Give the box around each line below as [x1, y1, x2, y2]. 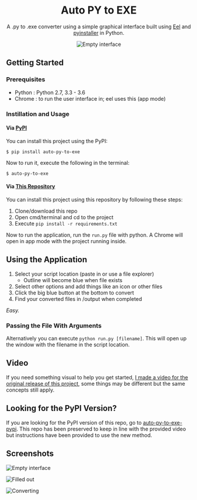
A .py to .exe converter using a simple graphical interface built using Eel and [6, 23, 191, 30]
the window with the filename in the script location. [6, 341, 130, 348]
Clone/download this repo [14, 207, 78, 214]
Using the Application [6, 254, 88, 265]
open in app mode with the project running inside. [6, 237, 127, 244]
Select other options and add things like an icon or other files [14, 283, 163, 290]
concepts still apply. [6, 386, 55, 393]
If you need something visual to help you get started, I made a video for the [6, 373, 188, 380]
